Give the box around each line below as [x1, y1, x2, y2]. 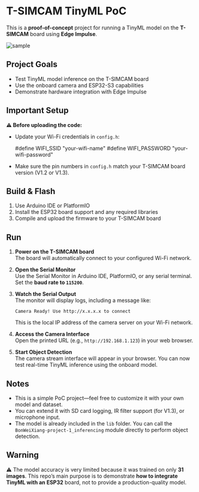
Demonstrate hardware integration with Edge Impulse [14, 88, 147, 95]
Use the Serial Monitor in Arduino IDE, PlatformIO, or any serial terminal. [14, 273, 192, 280]
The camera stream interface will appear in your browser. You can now [14, 355, 191, 362]
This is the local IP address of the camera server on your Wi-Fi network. [14, 319, 193, 326]
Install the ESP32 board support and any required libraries [14, 209, 158, 216]
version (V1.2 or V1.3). [14, 169, 70, 176]
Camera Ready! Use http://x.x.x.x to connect [14, 309, 131, 315]
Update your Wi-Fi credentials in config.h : [14, 133, 120, 140]
